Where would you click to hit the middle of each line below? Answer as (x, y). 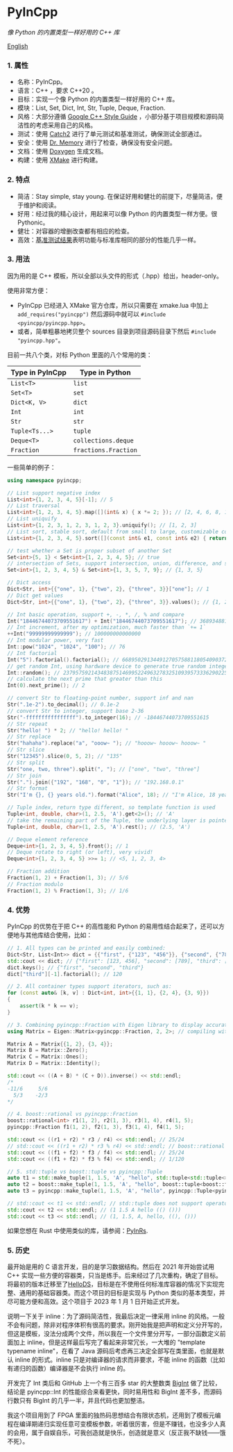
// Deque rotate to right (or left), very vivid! (80, 852)
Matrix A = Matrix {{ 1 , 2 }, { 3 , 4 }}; (60, 1044)
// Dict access (29, 583)
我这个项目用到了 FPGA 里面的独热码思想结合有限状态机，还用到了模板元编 (114, 1415)
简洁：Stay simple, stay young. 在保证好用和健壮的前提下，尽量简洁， (117, 196)
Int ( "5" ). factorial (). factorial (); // (63, 660)
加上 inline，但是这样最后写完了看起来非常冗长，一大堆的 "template (109, 1342)
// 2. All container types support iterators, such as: (89, 987)
